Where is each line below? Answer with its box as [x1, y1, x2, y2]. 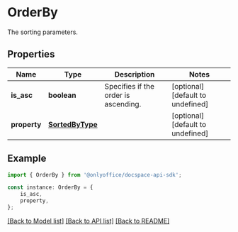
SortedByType [48, 119, 98, 129]
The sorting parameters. [7, 28, 78, 36]
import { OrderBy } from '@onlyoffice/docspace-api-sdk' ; [7, 171, 182, 178]
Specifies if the [104, 81, 154, 91]
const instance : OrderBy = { [7, 184, 93, 192]
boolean [48, 90, 76, 100]
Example [7, 153, 47, 165]
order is [104, 90, 130, 100]
